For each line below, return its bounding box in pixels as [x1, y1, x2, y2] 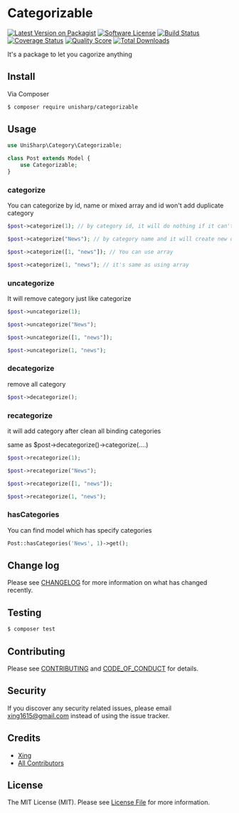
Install [7, 71, 36, 83]
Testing [7, 606, 42, 618]
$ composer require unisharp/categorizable [7, 103, 139, 111]
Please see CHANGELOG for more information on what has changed [7, 578, 208, 587]
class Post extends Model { [7, 155, 91, 162]
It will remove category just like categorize [7, 295, 132, 303]
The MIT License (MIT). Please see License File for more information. [7, 798, 210, 807]
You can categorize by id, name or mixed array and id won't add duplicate [7, 201, 224, 210]
